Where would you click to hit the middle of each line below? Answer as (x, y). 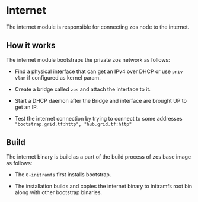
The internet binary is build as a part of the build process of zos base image (99, 157)
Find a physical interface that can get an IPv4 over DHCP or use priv (99, 71)
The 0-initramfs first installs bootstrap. (63, 174)
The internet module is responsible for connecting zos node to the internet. (98, 27)
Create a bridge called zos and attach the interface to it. (83, 89)
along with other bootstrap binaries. (58, 192)
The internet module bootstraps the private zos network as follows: (88, 59)
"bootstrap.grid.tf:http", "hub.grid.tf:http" (73, 124)
